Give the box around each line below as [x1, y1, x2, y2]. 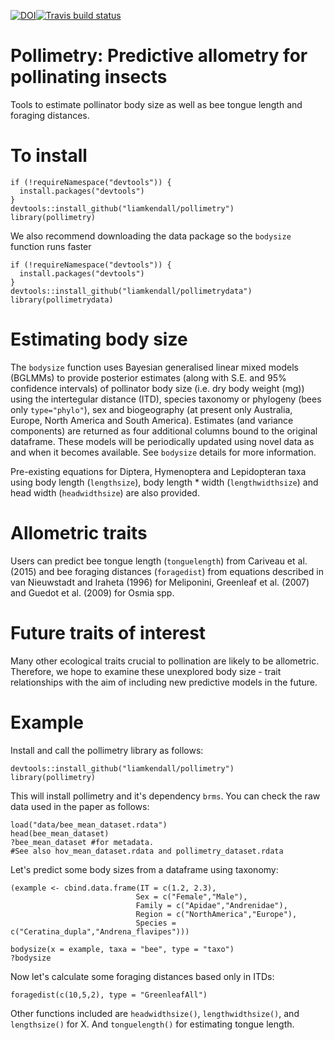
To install [10, 145, 88, 167]
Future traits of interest [10, 621, 207, 644]
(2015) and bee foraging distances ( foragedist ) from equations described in [10, 565, 324, 577]
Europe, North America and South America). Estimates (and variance [10, 414, 294, 426]
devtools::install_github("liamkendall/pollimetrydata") [10, 286, 253, 296]
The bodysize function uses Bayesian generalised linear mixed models [10, 361, 299, 373]
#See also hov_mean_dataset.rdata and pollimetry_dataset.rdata [10, 846, 284, 856]
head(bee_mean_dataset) [10, 828, 110, 839]
